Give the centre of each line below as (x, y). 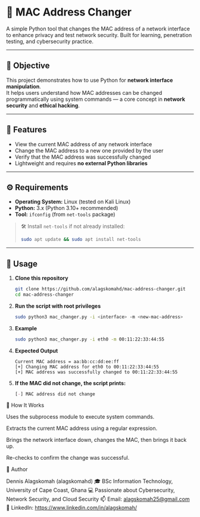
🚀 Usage (22, 264)
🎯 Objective (28, 66)
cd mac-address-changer (44, 295)
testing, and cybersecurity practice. (50, 41)
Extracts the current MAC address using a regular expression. (82, 428)
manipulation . (24, 86)
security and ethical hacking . (43, 105)
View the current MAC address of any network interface (83, 144)
